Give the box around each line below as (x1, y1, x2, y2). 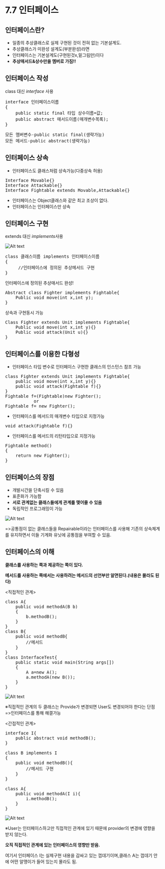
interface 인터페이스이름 (5, 99, 59, 104)
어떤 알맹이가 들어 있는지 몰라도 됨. (10, 859, 77, 865)
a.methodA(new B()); (26, 674, 75, 680)
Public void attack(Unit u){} (15, 329, 89, 335)
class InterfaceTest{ (5, 654, 58, 660)
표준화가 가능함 (12, 493, 42, 500)
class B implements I (5, 750, 58, 756)
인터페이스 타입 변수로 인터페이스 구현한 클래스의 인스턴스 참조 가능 (12, 364, 141, 370)
